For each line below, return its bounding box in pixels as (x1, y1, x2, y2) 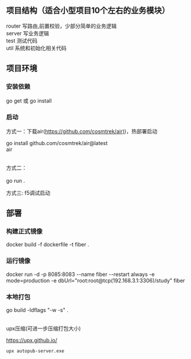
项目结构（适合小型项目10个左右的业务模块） (6, 5, 170, 16)
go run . (6, 177, 25, 184)
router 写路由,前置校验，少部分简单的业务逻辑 (6, 22, 117, 29)
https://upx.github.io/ (6, 337, 58, 344)
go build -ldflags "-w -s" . (6, 307, 69, 314)
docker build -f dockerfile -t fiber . (6, 241, 90, 248)
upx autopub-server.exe (6, 348, 65, 354)
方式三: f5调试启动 (6, 189, 51, 196)
